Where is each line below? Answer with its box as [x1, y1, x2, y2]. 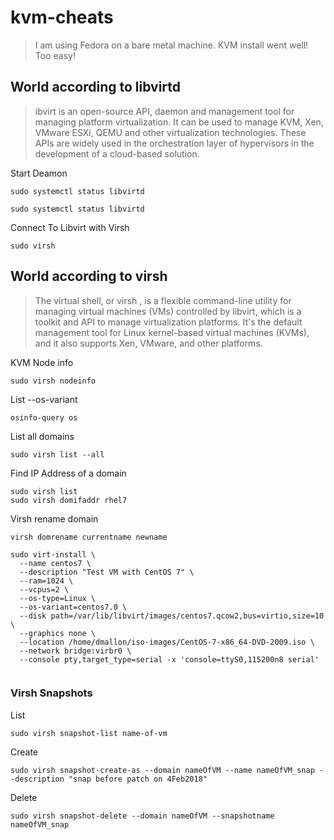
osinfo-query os [10, 412, 78, 423]
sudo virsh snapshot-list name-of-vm [10, 728, 168, 738]
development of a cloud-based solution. [34, 147, 200, 160]
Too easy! [34, 49, 76, 61]
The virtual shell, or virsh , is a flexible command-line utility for [34, 294, 292, 306]
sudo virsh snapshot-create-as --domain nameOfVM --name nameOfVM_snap [10, 765, 315, 775]
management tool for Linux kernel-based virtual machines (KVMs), [34, 326, 310, 338]
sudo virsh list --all [10, 449, 105, 460]
